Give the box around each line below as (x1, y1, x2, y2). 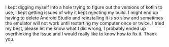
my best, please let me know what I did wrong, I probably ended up (5, 25, 146, 31)
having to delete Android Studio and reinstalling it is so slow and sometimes (5, 15, 163, 20)
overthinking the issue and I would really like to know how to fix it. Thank (5, 31, 157, 36)
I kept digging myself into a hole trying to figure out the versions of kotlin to (5, 4, 163, 10)
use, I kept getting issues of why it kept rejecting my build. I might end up (5, 9, 158, 15)
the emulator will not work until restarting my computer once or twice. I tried (5, 20, 164, 26)
